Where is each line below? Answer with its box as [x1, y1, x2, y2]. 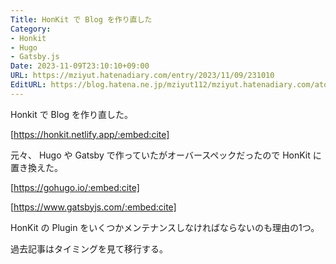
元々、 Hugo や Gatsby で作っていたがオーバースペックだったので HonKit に [10, 149, 322, 161]
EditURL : [10, 80, 47, 90]
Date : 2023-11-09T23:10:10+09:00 [10, 61, 150, 71]
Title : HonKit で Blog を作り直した [10, 14, 153, 25]
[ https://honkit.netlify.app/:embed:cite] [10, 128, 170, 140]
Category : [10, 24, 52, 34]
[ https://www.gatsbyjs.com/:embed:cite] [10, 201, 177, 213]
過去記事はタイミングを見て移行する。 [10, 242, 168, 255]
